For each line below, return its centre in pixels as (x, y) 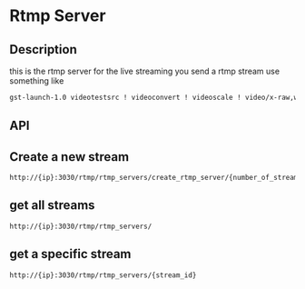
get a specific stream (70, 254)
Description (43, 50)
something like (37, 81)
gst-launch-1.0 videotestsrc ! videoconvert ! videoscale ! (126, 97)
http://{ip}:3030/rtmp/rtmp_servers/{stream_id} (103, 275)
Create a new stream (69, 157)
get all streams (52, 205)
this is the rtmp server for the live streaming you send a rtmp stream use (144, 71)
